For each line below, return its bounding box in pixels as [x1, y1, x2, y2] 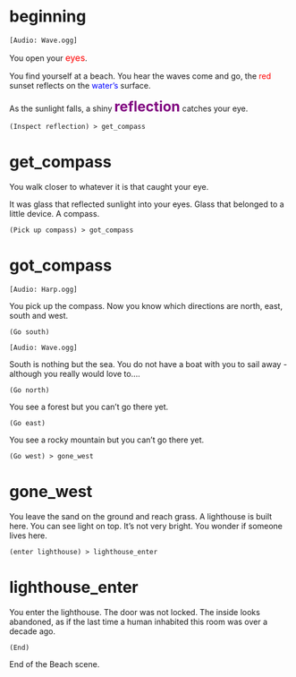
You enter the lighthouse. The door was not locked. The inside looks [9, 606, 261, 617]
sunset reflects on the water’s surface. [9, 80, 151, 90]
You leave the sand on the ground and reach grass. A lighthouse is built [9, 510, 273, 521]
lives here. [9, 530, 47, 541]
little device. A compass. [9, 208, 100, 219]
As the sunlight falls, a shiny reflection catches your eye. [9, 97, 249, 116]
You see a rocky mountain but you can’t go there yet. [9, 434, 205, 445]
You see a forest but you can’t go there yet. [9, 401, 169, 412]
